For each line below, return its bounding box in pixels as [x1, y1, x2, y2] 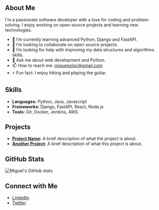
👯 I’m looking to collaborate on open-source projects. [12, 41, 118, 48]
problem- [131, 16, 150, 22]
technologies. [5, 27, 32, 33]
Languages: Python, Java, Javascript [12, 98, 87, 104]
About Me [5, 4, 35, 12]
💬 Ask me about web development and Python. [12, 57, 106, 63]
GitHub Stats [5, 155, 44, 163]
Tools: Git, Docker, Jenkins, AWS [12, 109, 78, 114]
